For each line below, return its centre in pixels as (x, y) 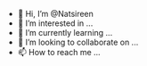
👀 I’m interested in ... (55, 23)
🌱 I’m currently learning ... (65, 33)
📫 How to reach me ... (59, 52)
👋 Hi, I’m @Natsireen (55, 14)
